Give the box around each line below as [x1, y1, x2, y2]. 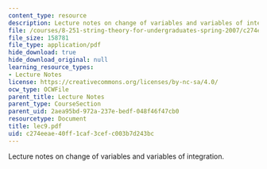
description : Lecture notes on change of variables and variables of [8, 19, 244, 27]
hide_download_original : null [8, 56, 109, 64]
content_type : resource [8, 11, 87, 20]
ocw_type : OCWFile [8, 85, 69, 94]
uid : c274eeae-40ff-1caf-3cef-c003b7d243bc [8, 129, 155, 137]
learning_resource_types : [8, 63, 94, 71]
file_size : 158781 [8, 33, 69, 42]
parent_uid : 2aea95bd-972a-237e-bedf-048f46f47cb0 [8, 108, 180, 116]
